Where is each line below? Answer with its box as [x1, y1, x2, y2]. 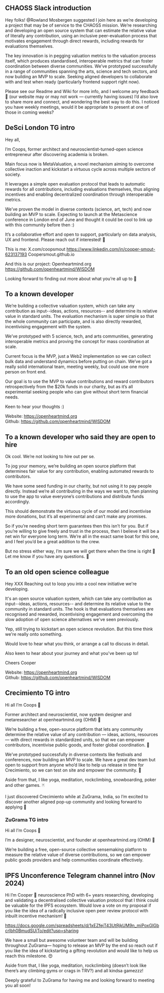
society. [5, 171, 21, 177]
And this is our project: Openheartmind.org [5, 261, 92, 267]
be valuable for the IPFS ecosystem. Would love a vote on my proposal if [5, 902, 151, 908]
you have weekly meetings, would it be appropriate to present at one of [5, 104, 149, 110]
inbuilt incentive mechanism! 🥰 [5, 913, 67, 919]
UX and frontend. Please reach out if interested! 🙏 [5, 236, 106, 243]
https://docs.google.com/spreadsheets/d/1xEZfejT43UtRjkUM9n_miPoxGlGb [5, 922, 160, 928]
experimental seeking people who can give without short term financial [5, 389, 148, 395]
